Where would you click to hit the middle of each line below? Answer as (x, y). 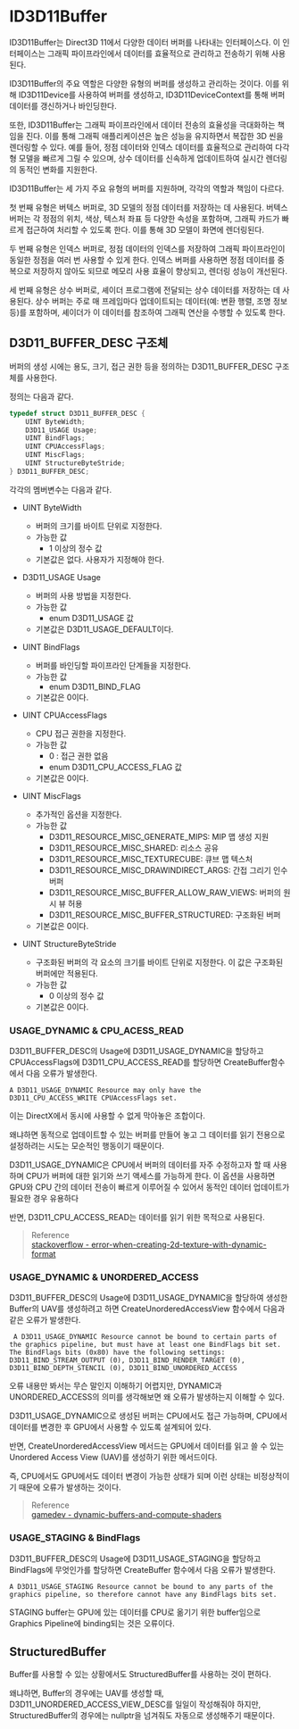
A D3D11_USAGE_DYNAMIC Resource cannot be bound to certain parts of (145, 1337)
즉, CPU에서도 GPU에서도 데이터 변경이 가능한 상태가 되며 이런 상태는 (130, 1476)
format (43, 1254)
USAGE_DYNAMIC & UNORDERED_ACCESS (104, 1276)
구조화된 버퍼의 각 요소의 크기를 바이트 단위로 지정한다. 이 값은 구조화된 (159, 962)
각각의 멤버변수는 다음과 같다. (61, 489)
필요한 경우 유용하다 (44, 1199)
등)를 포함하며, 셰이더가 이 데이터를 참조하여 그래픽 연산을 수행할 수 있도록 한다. (147, 312)
